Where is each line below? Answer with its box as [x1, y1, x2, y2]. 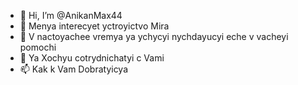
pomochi [19, 41, 57, 53]
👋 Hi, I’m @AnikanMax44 [19, 10, 123, 21]
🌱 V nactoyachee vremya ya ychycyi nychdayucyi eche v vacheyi [19, 31, 289, 42]
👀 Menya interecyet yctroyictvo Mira [19, 20, 170, 32]
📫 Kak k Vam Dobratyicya [19, 63, 129, 75]
